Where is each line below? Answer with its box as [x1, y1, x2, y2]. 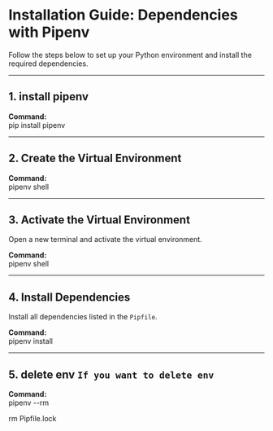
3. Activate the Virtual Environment [8, 213, 191, 226]
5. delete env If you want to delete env [8, 367, 214, 381]
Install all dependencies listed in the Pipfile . [8, 312, 158, 322]
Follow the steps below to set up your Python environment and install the [8, 50, 252, 59]
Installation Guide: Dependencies [8, 6, 238, 24]
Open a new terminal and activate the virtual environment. [8, 235, 203, 244]
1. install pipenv [8, 90, 89, 103]
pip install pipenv [8, 120, 66, 130]
